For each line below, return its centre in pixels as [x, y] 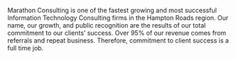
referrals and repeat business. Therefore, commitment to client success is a [118, 41]
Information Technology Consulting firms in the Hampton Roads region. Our [118, 18]
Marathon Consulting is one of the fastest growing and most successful [112, 10]
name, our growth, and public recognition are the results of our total [107, 25]
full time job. [26, 48]
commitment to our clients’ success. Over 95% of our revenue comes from [117, 33]
